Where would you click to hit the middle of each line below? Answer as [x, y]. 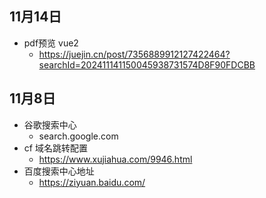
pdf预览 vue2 [51, 43]
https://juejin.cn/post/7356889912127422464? [134, 54]
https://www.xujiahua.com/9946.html [115, 159]
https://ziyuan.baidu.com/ [92, 182]
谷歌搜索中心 [50, 124]
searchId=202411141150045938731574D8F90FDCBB [147, 64]
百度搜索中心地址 [59, 171]
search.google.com [78, 136]
